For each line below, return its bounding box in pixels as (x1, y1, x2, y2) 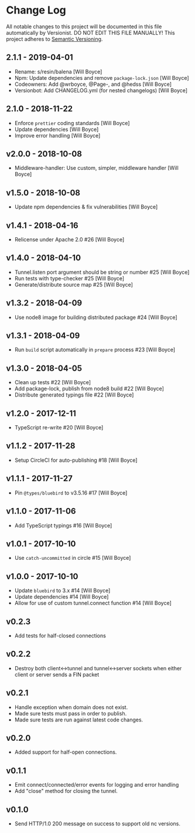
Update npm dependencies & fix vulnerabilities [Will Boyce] (14, 203, 158, 210)
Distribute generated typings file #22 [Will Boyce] (14, 391, 134, 398)
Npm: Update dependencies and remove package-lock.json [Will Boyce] (14, 74, 189, 81)
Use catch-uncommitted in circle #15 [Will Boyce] (14, 555, 131, 562)
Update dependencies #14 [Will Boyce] (14, 593, 109, 600)
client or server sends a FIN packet (14, 671, 100, 678)
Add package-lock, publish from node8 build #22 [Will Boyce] (14, 385, 164, 392)
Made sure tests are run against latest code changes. (14, 716, 143, 723)
